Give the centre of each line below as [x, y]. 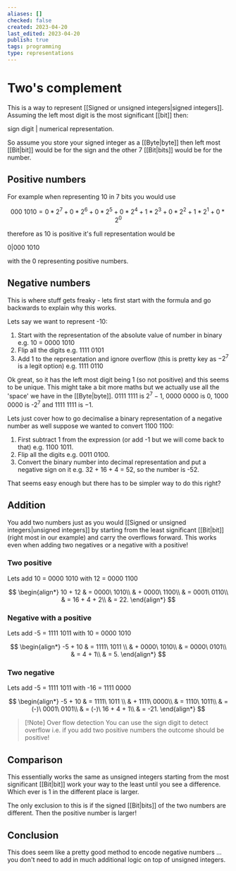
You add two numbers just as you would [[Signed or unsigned [97, 522]
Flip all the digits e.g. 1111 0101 [61, 350]
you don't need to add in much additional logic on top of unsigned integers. [117, 860]
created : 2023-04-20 [38, 27]
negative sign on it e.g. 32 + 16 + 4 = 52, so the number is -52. [108, 469]
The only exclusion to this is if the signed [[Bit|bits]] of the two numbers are [117, 805]
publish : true [28, 40]
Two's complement [64, 88]
